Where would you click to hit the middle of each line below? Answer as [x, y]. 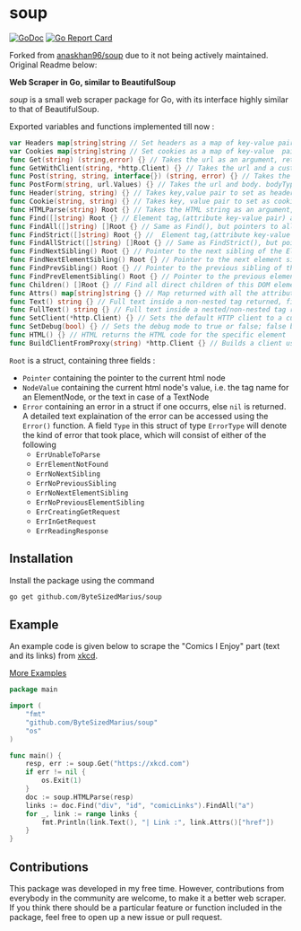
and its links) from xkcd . [54, 656]
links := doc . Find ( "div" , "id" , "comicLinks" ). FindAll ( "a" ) [140, 805]
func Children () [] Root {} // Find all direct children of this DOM [140, 285]
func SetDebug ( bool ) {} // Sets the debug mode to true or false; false [148, 327]
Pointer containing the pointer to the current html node [124, 378]
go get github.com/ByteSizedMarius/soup [86, 597]
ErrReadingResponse [72, 531]
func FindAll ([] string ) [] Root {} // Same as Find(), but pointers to [144, 226]
